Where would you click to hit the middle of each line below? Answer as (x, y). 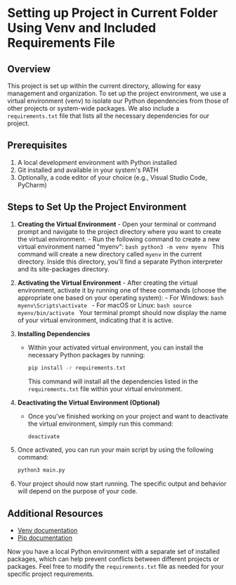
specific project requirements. (51, 574)
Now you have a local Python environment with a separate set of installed (113, 552)
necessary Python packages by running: (86, 355)
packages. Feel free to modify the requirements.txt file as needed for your (116, 567)
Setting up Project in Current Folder (113, 13)
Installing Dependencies (54, 333)
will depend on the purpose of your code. (78, 491)
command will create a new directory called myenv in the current (110, 254)
